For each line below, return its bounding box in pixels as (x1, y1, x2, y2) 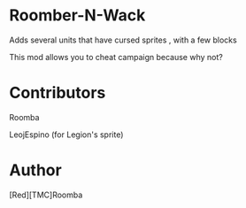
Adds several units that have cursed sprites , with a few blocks (9, 35, 237, 45)
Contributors (9, 83, 106, 103)
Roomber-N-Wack (9, 5, 146, 26)
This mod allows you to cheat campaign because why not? (9, 51, 223, 62)
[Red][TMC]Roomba (9, 189, 83, 200)
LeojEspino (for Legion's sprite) (9, 129, 124, 140)
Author (9, 160, 62, 181)
